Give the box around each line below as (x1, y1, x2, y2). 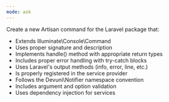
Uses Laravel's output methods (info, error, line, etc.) (15, 63, 148, 70)
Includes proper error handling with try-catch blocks (15, 56, 147, 64)
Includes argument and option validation (15, 83, 117, 90)
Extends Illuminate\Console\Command (15, 37, 111, 44)
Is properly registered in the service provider (15, 69, 128, 76)
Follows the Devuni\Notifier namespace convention (15, 76, 145, 83)
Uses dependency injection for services (15, 89, 116, 96)
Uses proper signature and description (15, 44, 113, 51)
